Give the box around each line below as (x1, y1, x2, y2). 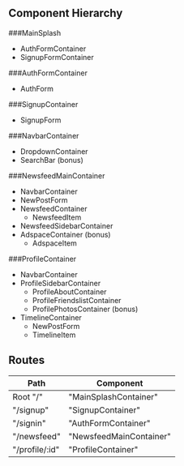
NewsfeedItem (32, 212, 82, 222)
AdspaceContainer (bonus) (19, 229, 111, 239)
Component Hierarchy (8, 6, 123, 20)
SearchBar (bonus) (19, 155, 83, 165)
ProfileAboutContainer (32, 287, 107, 297)
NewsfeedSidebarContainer (19, 220, 113, 230)
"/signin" (12, 417, 46, 429)
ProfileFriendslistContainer (32, 295, 122, 305)
